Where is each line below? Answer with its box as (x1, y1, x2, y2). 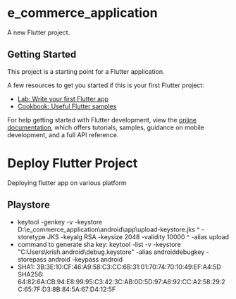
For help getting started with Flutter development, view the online (7, 115, 197, 124)
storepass (17, 255, 47, 263)
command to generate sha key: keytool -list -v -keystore (17, 240, 181, 248)
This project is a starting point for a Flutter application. (7, 67, 165, 75)
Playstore (7, 199, 51, 211)
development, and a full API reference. (7, 130, 119, 139)
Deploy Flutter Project (7, 155, 138, 171)
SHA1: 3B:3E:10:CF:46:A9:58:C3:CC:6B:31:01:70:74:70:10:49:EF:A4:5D (17, 262, 221, 271)
